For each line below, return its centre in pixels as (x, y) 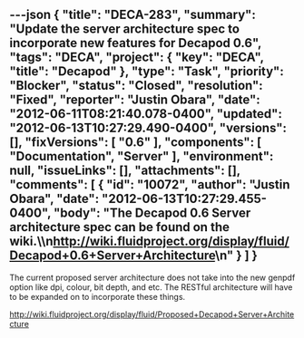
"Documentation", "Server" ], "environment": (142, 156)
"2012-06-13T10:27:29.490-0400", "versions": (148, 128)
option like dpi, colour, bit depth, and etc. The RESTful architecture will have (151, 287)
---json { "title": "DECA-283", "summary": (132, 15)
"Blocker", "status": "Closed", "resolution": (136, 86)
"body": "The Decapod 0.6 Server (152, 213)
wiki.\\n (31, 241)
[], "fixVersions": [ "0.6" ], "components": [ (136, 143)
